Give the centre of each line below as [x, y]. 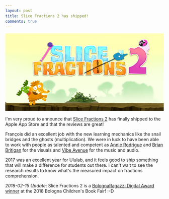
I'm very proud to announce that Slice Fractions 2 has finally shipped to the [83, 119]
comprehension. [22, 176]
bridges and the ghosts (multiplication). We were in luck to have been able [82, 140]
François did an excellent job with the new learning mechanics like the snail [83, 134]
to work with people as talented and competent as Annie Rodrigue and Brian [84, 145]
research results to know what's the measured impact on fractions [74, 171]
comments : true [21, 21]
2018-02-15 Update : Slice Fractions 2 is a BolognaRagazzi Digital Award [80, 186]
